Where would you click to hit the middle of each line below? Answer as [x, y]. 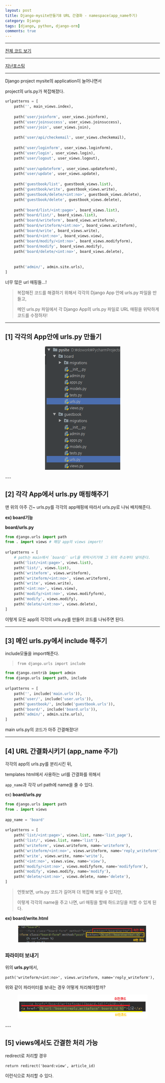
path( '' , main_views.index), [44, 107]
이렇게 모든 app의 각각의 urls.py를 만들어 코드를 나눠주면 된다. [65, 619]
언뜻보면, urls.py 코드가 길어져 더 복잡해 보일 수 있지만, [70, 892]
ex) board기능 [19, 517]
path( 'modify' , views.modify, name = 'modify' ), [62, 871]
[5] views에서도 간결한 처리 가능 [52, 1043]
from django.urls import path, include [46, 678]
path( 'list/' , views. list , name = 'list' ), [57, 840]
